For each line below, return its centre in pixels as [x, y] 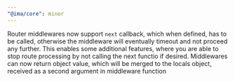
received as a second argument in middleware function [87, 71]
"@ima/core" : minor [36, 14]
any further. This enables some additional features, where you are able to [113, 48]
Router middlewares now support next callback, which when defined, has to [117, 34]
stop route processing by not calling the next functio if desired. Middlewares [117, 56]
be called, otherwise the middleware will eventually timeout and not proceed [117, 41]
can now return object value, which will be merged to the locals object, [109, 63]
